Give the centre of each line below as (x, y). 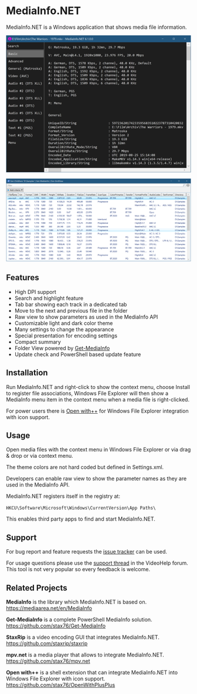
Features (23, 278)
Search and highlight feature (49, 298)
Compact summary (38, 341)
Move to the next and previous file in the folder (71, 310)
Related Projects (37, 588)
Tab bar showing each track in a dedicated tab (71, 304)
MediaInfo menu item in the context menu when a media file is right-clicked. (98, 399)
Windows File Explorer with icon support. (56, 679)
